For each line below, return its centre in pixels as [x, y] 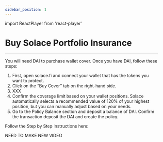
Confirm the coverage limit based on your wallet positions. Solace [78, 96]
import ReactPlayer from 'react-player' [43, 23]
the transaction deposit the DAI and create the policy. [65, 116]
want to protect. [28, 80]
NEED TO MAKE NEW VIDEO [34, 135]
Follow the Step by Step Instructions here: [47, 126]
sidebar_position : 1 [26, 9]
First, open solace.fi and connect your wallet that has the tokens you [81, 75]
